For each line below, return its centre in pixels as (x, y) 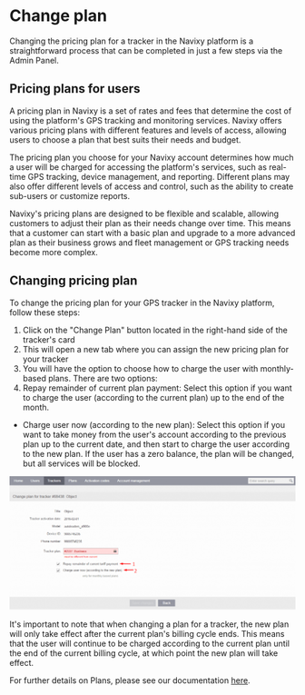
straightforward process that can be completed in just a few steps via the (146, 50)
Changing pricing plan (74, 281)
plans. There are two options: (103, 378)
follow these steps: (44, 312)
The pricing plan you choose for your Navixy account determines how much (152, 157)
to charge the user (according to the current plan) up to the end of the (153, 397)
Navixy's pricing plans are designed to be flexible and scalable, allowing (144, 213)
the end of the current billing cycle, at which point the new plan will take (144, 653)
